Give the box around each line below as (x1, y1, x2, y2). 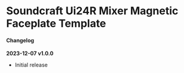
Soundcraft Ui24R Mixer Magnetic (6, 4, 179, 18)
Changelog (6, 37, 35, 44)
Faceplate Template (6, 17, 106, 30)
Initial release (14, 61, 48, 69)
